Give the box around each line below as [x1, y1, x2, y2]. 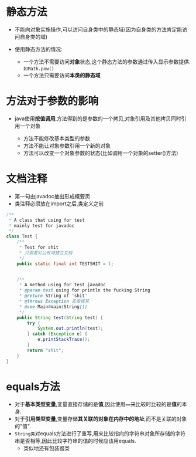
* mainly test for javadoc [8, 222, 75, 229]
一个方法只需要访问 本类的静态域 [23, 72, 101, 79]
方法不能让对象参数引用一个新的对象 [23, 142, 111, 149]
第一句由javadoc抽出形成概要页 [14, 192, 91, 199]
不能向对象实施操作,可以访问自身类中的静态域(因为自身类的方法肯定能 [14, 26, 183, 33]
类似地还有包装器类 [23, 444, 70, 452]
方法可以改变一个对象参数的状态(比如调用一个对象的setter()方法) [23, 149, 178, 156]
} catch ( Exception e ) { [27, 331, 88, 337]
